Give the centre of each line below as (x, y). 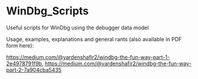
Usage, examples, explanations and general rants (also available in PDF (94, 39)
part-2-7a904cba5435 (34, 69)
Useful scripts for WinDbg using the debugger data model (77, 28)
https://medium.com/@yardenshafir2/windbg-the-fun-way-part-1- (88, 57)
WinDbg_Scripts (48, 11)
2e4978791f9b (24, 63)
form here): (20, 45)
